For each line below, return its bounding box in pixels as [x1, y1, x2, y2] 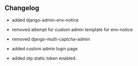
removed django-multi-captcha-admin [11, 36, 90, 42]
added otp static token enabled [11, 55, 76, 61]
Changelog [4, 4, 40, 12]
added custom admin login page [11, 45, 78, 51]
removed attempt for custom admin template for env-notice [11, 27, 133, 33]
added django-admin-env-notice [11, 17, 79, 23]
